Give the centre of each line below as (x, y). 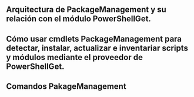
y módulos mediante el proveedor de (74, 57)
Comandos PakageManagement (66, 87)
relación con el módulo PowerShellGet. (79, 19)
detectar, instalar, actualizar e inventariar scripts (97, 48)
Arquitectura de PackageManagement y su (86, 10)
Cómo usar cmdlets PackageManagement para (94, 39)
